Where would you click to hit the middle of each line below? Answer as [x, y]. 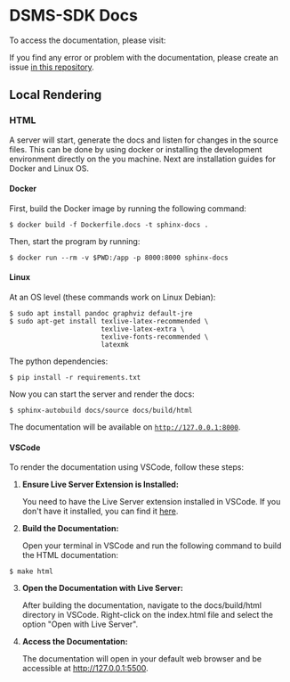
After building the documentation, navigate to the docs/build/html [142, 605]
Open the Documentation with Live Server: [103, 588]
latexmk [115, 345]
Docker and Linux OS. [49, 168]
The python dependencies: [59, 361]
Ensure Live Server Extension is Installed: [101, 485]
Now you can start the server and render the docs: [102, 394]
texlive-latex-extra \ [143, 329]
